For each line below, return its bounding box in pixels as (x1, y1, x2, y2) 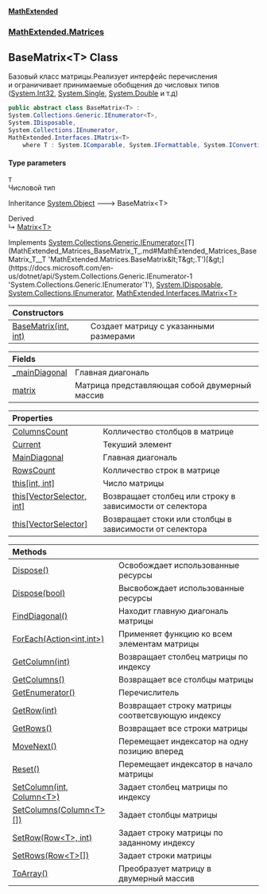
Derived (8, 213, 34, 223)
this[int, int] (12, 477, 56, 488)
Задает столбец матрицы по (118, 781, 228, 792)
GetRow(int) (12, 705, 58, 716)
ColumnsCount (12, 426, 68, 437)
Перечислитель (118, 686, 180, 698)
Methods (12, 546, 48, 557)
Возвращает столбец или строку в (103, 490, 236, 501)
